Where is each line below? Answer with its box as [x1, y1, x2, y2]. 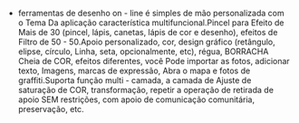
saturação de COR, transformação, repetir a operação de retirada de [17, 85, 275, 95]
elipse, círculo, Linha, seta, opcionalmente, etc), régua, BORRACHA [17, 46, 269, 57]
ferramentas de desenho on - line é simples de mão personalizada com [17, 8, 285, 18]
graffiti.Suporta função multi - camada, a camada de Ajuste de [17, 75, 252, 85]
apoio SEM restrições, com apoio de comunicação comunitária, [17, 94, 256, 105]
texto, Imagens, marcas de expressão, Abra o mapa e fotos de [17, 65, 251, 76]
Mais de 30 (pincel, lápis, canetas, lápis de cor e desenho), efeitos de [17, 27, 278, 37]
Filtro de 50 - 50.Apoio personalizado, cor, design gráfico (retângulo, [17, 36, 275, 47]
